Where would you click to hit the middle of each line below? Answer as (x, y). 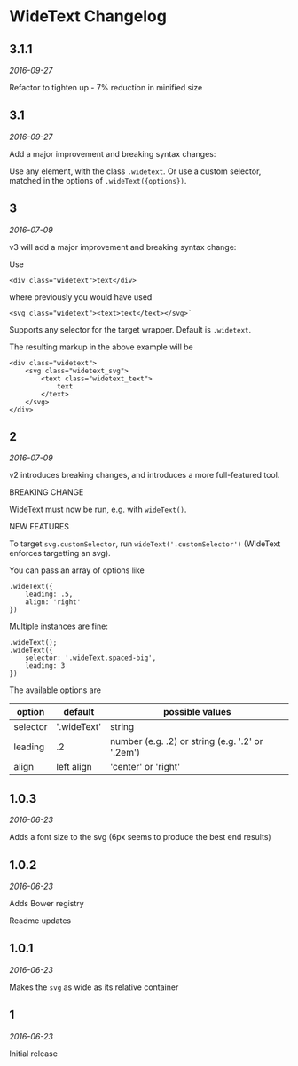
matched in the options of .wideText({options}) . (98, 180)
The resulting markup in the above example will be (101, 347)
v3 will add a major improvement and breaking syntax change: (123, 247)
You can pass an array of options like (77, 570)
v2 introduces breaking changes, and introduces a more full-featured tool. (145, 475)
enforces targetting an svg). (60, 553)
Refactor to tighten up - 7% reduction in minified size (106, 87)
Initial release (33, 1054)
